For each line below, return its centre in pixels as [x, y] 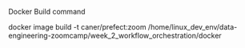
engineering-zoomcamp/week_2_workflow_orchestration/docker [115, 36]
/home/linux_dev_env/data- [193, 27]
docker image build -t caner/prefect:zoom [77, 27]
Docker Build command [47, 12]
